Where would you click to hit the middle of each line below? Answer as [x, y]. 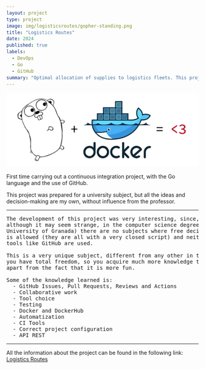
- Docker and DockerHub [48, 311]
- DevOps [23, 58]
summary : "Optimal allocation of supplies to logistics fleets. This [97, 78]
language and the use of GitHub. [47, 183]
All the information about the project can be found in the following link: [95, 353]
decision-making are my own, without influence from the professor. [91, 202]
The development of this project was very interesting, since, [103, 219]
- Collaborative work [45, 292]
